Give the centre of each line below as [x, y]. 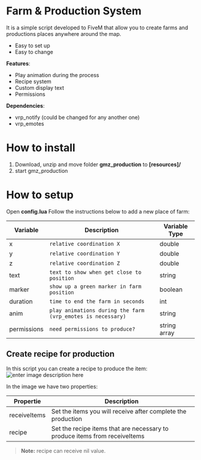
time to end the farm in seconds [97, 301]
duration [21, 301]
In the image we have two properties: [52, 386]
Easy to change [34, 51]
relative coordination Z [85, 263]
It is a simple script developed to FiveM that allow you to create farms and [97, 28]
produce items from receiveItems [98, 436]
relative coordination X [85, 244]
